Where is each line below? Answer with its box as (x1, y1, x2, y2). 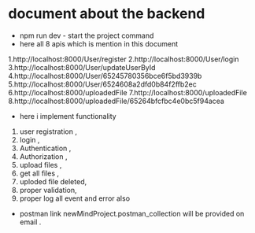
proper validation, (19, 185, 77, 194)
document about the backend (8, 5, 205, 23)
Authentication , (19, 143, 72, 153)
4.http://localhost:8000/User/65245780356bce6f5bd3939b (8, 71, 202, 80)
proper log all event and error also (19, 194, 131, 203)
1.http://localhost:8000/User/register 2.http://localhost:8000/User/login (8, 54, 239, 64)
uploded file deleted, (19, 176, 87, 186)
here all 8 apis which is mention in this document (19, 39, 179, 48)
